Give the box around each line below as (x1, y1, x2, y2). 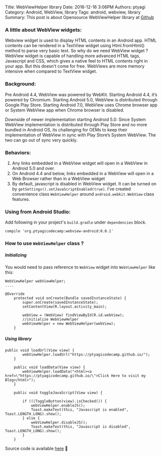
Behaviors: (5, 149, 31, 156)
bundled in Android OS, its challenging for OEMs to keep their (5, 127, 128, 132)
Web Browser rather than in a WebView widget (12, 176, 105, 181)
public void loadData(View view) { (14, 365, 86, 370)
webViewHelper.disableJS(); (30, 420, 88, 425)
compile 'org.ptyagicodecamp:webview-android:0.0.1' (5, 229, 114, 234)
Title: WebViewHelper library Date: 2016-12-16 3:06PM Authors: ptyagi (5, 4, 146, 10)
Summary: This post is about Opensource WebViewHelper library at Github (5, 15, 154, 20)
